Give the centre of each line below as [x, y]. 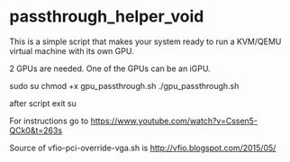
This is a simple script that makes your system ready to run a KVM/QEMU [145, 41]
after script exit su [43, 103]
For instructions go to [49, 121]
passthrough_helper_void [107, 17]
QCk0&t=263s [36, 130]
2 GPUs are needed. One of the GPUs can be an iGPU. [110, 68]
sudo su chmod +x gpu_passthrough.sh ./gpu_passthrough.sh [124, 85]
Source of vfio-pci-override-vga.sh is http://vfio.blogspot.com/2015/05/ [143, 148]
